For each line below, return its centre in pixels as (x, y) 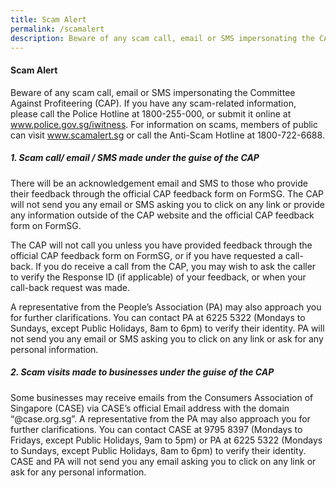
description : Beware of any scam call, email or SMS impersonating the (162, 38)
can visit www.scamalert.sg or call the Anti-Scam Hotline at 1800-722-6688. (167, 135)
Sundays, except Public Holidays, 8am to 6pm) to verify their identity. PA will (167, 328)
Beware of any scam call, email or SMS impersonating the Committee (153, 92)
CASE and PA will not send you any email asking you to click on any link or (163, 461)
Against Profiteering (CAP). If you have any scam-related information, (153, 103)
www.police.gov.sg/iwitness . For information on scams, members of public (164, 124)
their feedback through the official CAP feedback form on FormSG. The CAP (167, 193)
